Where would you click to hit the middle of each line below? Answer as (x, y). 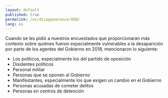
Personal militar (29, 70)
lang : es (14, 24)
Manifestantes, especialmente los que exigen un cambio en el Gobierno (87, 80)
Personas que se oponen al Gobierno (51, 75)
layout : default (22, 10)
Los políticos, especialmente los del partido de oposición (72, 59)
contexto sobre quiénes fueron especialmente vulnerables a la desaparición (84, 44)
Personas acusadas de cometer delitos (53, 86)
